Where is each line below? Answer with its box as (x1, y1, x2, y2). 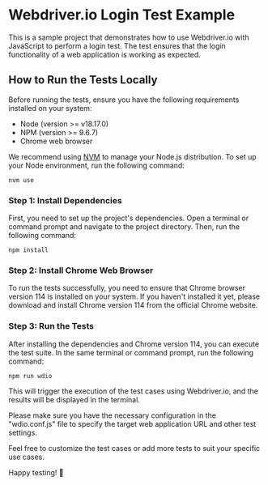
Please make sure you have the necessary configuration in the (8, 411, 217, 420)
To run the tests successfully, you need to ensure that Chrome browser (8, 283, 245, 293)
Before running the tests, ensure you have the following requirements (8, 95, 240, 104)
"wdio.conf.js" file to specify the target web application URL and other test (8, 419, 257, 428)
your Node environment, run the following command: (8, 160, 185, 170)
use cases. (8, 452, 45, 462)
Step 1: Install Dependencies (8, 194, 123, 206)
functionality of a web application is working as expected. (8, 49, 201, 59)
